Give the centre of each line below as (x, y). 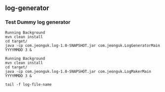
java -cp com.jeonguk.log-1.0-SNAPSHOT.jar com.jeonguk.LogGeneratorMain (83, 46)
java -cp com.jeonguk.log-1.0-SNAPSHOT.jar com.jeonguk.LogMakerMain (78, 71)
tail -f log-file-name (28, 84)
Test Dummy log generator (38, 22)
